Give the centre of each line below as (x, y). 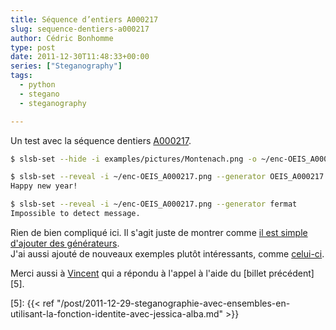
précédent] (291, 273)
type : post (33, 47)
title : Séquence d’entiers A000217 (84, 19)
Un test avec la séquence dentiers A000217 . (101, 140)
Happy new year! (44, 186)
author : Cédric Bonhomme (62, 38)
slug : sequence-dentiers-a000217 (80, 29)
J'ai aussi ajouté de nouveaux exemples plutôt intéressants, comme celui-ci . (167, 253)
